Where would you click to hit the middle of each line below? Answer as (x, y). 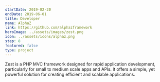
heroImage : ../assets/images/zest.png (44, 32)
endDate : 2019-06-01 (26, 14)
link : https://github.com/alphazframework (49, 28)
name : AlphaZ (18, 23)
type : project (19, 50)
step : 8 (13, 41)
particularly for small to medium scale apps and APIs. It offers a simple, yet (80, 69)
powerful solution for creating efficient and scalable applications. (70, 74)
